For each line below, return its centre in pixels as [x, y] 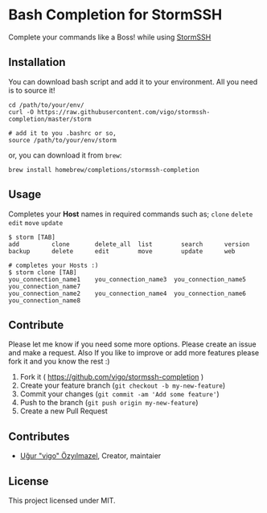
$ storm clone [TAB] [43, 272]
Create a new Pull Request [64, 411]
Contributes [39, 436]
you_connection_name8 [45, 300]
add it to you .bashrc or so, [66, 133]
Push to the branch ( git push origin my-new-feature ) [109, 403]
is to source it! [32, 90]
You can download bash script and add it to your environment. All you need [133, 81]
